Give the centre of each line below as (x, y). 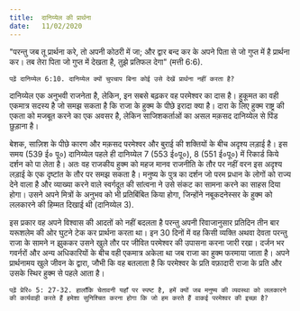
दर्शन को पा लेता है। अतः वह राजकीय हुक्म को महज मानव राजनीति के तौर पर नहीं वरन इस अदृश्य (145, 164)
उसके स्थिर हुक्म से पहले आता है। (57, 273)
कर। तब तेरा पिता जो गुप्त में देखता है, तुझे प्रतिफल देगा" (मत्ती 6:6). (106, 62)
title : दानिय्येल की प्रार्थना (50, 18)
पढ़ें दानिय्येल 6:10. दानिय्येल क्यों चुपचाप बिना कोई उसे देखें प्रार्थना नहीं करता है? (122, 79)
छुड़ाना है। (24, 126)
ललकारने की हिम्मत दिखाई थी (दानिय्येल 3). (72, 204)
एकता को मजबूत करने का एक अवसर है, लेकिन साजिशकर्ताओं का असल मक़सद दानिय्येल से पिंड (144, 116)
